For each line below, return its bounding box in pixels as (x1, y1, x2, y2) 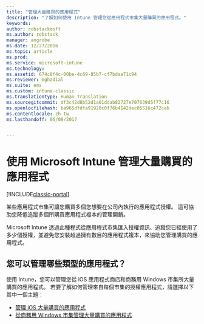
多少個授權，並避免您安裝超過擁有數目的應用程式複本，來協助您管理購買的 (6, 232, 192, 239)
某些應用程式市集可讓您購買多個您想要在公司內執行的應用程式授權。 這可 (6, 203, 189, 210)
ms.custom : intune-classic (6, 88, 75, 94)
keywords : (6, 20, 32, 26)
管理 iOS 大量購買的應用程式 (15, 304, 86, 311)
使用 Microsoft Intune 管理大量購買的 (6, 155, 193, 169)
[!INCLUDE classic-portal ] (6, 191, 70, 198)
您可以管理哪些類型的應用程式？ (6, 258, 126, 269)
